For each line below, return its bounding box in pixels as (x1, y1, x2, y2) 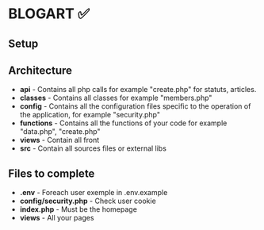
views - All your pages (19, 213, 94, 223)
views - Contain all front (19, 136, 100, 145)
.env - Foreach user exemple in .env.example (19, 188, 168, 197)
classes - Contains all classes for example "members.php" (19, 93, 212, 103)
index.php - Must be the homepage (19, 205, 137, 214)
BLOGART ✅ (8, 5, 90, 23)
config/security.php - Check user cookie (19, 196, 156, 206)
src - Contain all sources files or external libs (19, 144, 166, 153)
